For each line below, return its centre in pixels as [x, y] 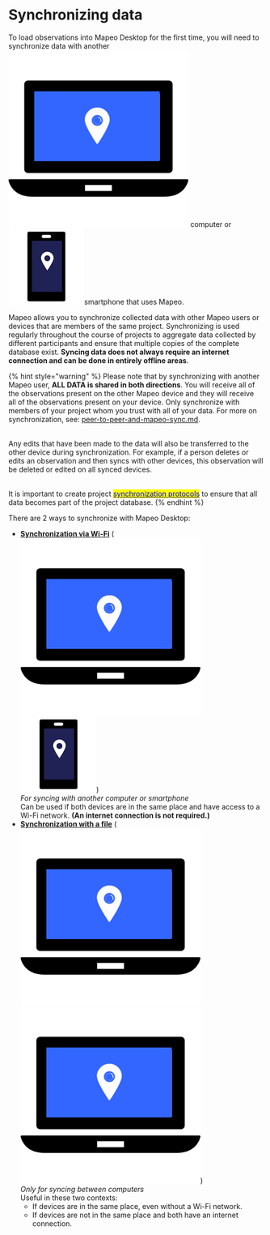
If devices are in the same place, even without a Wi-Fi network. [137, 1206]
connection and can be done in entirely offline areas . [99, 360]
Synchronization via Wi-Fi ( [67, 533]
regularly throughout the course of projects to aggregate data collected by [132, 335]
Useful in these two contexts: [69, 1198]
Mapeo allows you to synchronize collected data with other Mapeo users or [134, 317]
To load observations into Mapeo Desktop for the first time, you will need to [134, 37]
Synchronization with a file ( [68, 823]
